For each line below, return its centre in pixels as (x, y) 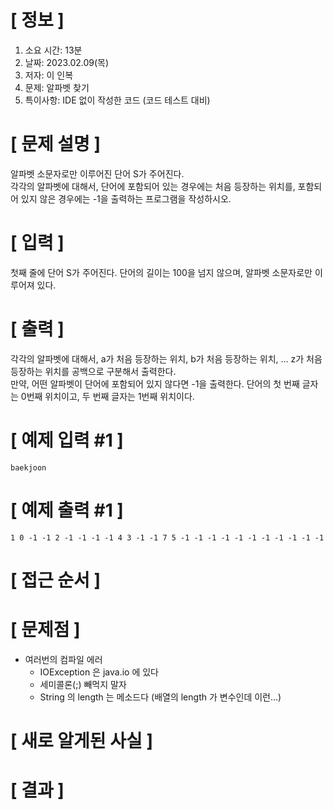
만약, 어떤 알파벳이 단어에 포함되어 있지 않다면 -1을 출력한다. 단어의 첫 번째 (155, 383)
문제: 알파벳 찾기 (57, 87)
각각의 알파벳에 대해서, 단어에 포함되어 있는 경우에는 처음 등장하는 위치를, (153, 186)
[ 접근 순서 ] (56, 580)
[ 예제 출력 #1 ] (67, 510)
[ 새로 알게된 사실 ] (81, 740)
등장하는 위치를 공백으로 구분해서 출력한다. (93, 371)
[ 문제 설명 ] (56, 144)
